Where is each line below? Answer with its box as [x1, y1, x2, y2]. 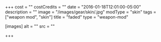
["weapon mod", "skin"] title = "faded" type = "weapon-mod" [5, 14, 128, 20]
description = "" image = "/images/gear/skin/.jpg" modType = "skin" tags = [5, 9, 157, 15]
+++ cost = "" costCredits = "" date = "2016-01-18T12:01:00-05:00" [5, 4, 141, 10]
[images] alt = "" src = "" [5, 23, 55, 29]
